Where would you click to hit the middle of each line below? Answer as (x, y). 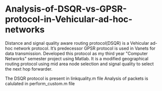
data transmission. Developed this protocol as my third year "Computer (76, 53)
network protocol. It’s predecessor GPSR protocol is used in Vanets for (85, 48)
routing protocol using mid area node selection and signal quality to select (80, 64)
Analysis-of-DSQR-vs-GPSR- (66, 9)
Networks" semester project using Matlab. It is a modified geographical (77, 58)
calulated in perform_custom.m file (40, 83)
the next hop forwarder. (29, 69)
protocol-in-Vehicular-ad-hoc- (69, 19)
